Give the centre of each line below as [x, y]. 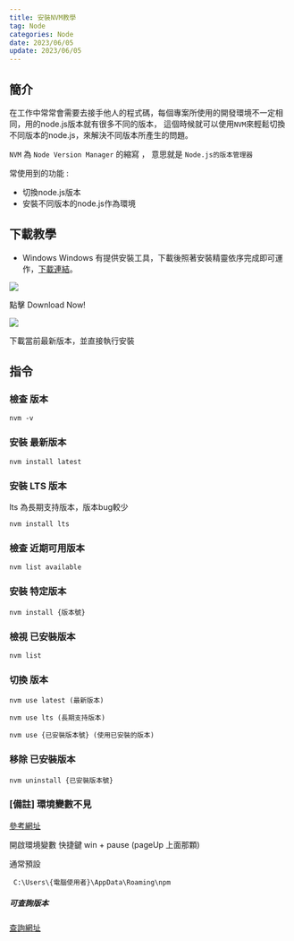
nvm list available [46, 567]
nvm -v [21, 419]
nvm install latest [46, 462]
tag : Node [28, 26]
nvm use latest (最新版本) [57, 701]
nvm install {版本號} [47, 612]
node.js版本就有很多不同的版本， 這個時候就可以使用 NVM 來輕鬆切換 [163, 124]
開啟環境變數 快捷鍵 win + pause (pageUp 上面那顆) [105, 844]
